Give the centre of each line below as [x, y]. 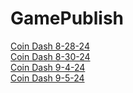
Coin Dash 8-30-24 [50, 56]
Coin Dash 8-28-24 [50, 46]
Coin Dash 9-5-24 [47, 78]
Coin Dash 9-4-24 [48, 67]
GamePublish [67, 18]
